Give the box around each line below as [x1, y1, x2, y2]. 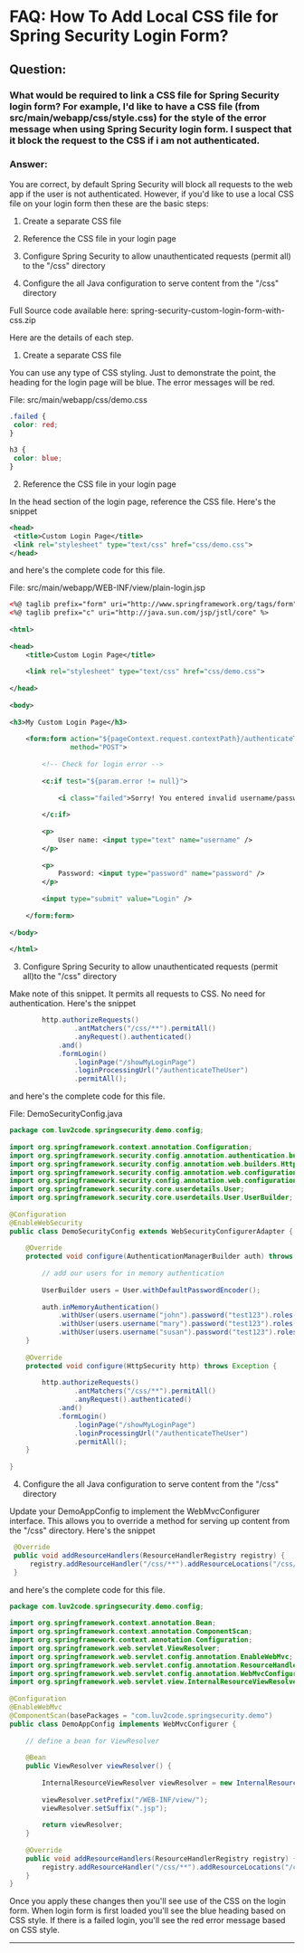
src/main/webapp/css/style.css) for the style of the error [9, 111, 267, 124]
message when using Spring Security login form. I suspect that [9, 122, 292, 135]
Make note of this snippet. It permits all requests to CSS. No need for [9, 988, 266, 999]
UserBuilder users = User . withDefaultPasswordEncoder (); [42, 1285, 261, 1295]
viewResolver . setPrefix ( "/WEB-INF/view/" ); [42, 1795, 208, 1805]
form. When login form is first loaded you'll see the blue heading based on [9, 1905, 287, 1916]
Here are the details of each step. [9, 332, 134, 343]
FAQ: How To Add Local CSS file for [9, 6, 279, 27]
